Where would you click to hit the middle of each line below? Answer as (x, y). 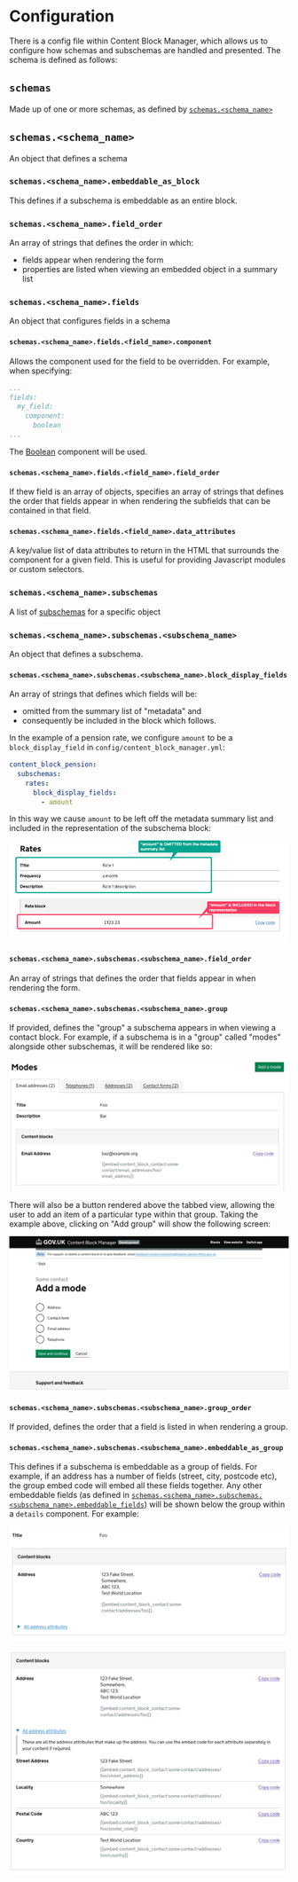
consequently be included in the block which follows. (119, 721)
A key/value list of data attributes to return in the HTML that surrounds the (144, 551)
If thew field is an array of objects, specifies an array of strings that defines (146, 492)
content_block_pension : (53, 765)
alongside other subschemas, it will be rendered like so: (111, 1047)
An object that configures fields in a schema (90, 321)
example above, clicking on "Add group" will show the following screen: (140, 1223)
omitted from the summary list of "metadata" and (112, 711)
